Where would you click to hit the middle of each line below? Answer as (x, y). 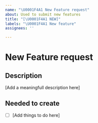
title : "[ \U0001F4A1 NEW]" (33, 19)
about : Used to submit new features (43, 14)
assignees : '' (20, 28)
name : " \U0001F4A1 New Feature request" (48, 10)
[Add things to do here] (36, 115)
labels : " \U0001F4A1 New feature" (41, 24)
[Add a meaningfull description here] (43, 88)
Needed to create (32, 103)
